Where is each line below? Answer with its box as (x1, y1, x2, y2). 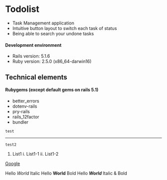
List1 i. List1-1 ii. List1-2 (12, 151, 59, 157)
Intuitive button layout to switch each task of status (12, 25, 117, 31)
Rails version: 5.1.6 (12, 53, 50, 59)
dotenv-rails (12, 103, 37, 109)
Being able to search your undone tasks (12, 30, 94, 36)
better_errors (12, 98, 40, 104)
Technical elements (5, 73, 68, 81)
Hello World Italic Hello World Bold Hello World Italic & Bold (5, 170, 128, 176)
